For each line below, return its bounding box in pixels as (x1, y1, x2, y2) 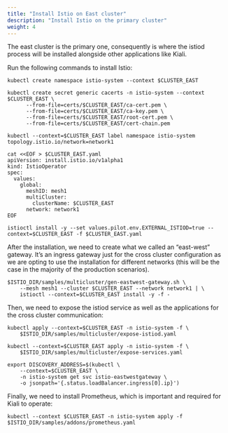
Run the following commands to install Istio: (7, 64, 133, 72)
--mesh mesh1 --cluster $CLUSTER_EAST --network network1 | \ (20, 285, 205, 292)
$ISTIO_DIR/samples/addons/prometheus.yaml (7, 419, 136, 427)
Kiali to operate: (7, 399, 53, 408)
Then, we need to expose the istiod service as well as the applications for (7, 303, 219, 312)
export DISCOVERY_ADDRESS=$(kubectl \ (7, 361, 120, 368)
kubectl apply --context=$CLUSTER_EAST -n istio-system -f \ (7, 324, 190, 332)
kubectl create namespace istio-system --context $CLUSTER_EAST (7, 77, 199, 84)
